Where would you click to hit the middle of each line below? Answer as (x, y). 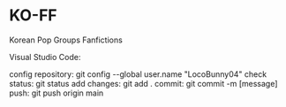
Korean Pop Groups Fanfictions (66, 40)
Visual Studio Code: (45, 57)
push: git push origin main (56, 93)
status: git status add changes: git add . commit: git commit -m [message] (143, 83)
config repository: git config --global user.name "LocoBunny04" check (138, 74)
